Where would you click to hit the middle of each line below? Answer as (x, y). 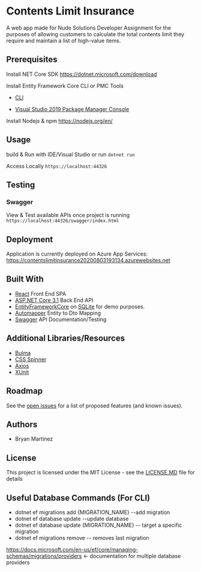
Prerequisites (32, 59)
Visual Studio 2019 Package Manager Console (72, 109)
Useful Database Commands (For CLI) (78, 498)
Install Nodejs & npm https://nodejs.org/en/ (59, 121)
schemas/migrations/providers (44, 556)
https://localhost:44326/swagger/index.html (63, 221)
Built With (25, 279)
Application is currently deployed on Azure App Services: (77, 254)
